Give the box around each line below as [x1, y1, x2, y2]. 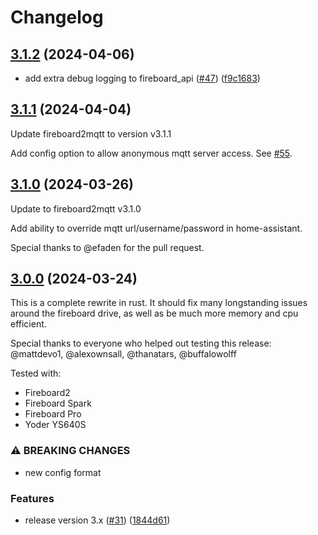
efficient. [10, 318, 47, 330]
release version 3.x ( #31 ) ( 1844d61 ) [24, 514, 171, 526]
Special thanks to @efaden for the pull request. [10, 241, 205, 253]
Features [10, 491, 55, 505]
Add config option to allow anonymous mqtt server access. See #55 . [10, 147, 293, 159]
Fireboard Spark [24, 397, 92, 410]
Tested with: [10, 367, 62, 380]
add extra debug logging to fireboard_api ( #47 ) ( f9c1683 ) [24, 72, 261, 84]
